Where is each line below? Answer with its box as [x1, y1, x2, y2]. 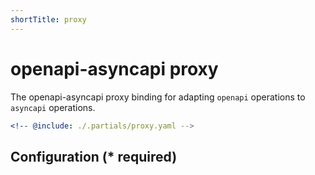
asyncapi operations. [10, 101, 96, 113]
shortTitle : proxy [10, 14, 87, 25]
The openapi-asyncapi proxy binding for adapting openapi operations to [10, 91, 306, 103]
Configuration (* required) [10, 148, 178, 165]
